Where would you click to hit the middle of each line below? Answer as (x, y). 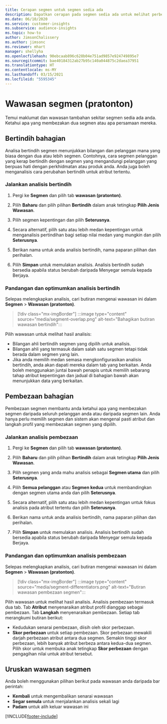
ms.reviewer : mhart (25, 47)
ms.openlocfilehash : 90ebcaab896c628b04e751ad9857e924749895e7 (72, 56)
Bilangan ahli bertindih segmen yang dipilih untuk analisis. (72, 344)
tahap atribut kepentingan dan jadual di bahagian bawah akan (76, 376)
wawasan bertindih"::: (40, 324)
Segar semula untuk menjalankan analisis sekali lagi (66, 702)
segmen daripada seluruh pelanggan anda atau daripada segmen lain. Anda (83, 414)
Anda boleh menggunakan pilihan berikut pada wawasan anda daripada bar (83, 681)
